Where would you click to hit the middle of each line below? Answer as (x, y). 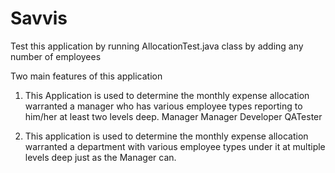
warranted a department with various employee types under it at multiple (175, 146)
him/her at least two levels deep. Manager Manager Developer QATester (173, 116)
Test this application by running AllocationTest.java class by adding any (157, 46)
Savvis (39, 18)
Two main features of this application (86, 76)
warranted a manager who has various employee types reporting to (163, 106)
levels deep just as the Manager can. (100, 157)
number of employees (56, 56)
